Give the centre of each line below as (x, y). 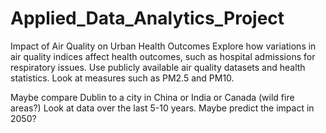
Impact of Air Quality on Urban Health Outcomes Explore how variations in (163, 46)
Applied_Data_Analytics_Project (147, 18)
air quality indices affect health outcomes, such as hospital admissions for (163, 56)
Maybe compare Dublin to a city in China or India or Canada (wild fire (152, 97)
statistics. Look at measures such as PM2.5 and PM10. (122, 78)
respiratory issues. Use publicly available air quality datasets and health (158, 67)
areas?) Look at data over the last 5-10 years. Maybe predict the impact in (162, 108)
